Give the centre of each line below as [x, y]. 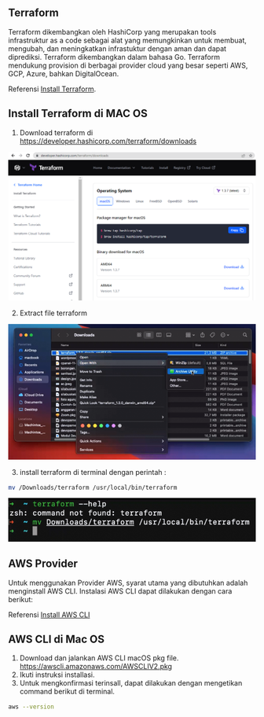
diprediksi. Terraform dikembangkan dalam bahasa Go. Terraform [114, 57]
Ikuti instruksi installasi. [57, 675]
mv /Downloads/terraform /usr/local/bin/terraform [93, 487]
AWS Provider [43, 564]
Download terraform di [56, 132]
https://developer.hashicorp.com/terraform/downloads [108, 141]
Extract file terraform [53, 313]
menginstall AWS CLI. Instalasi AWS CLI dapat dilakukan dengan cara [120, 591]
